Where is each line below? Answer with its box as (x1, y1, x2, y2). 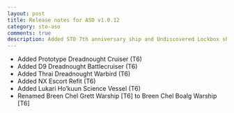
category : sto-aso (7, 23, 61, 30)
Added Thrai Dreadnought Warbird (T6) (17, 70, 131, 78)
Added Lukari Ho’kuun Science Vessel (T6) (17, 85, 141, 93)
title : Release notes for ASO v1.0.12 (7, 17, 120, 24)
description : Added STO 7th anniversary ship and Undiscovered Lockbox (7, 36, 219, 43)
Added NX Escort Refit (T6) (17, 77, 96, 85)
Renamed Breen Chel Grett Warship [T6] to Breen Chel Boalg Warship (17, 92, 217, 101)
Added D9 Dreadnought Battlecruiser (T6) (17, 62, 138, 71)
